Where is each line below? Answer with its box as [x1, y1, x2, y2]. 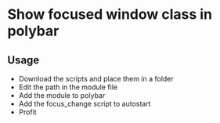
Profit [18, 107, 37, 117]
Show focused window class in [7, 5, 213, 24]
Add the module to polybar [18, 91, 106, 99]
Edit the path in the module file [18, 82, 118, 92]
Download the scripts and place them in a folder [18, 74, 174, 83]
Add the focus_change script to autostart [18, 99, 151, 108]
